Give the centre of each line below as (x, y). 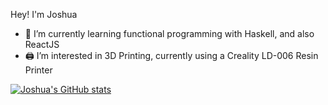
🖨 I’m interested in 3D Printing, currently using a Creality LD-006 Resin (171, 55)
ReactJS (42, 44)
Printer (38, 70)
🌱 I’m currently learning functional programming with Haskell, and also (169, 33)
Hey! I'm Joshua (44, 14)
